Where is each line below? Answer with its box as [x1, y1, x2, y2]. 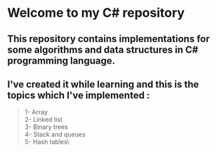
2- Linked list [24, 116, 63, 124]
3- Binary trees [24, 123, 69, 131]
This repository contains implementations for [7, 33, 210, 45]
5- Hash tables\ [24, 138, 70, 146]
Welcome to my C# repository [7, 5, 185, 21]
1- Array [24, 108, 48, 116]
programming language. [7, 55, 116, 67]
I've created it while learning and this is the [7, 78, 199, 90]
